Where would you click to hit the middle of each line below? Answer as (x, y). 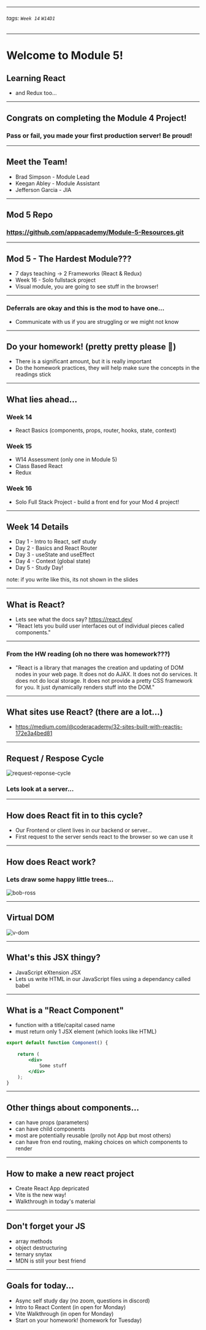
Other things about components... (73, 1108)
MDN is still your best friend (50, 1261)
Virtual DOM (30, 918)
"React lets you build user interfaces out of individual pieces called (100, 626)
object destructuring (41, 1247)
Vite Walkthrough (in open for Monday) (64, 1313)
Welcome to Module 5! (65, 56)
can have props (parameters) (52, 1123)
